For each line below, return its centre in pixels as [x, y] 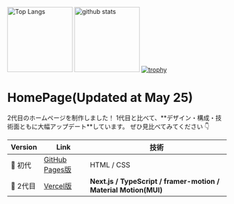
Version [24, 147]
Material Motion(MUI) [126, 189]
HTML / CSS [110, 164]
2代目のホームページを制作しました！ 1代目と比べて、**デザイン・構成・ [111, 117]
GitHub [56, 160]
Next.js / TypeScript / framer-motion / [155, 181]
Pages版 [58, 169]
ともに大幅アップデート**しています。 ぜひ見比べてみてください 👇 [115, 126]
